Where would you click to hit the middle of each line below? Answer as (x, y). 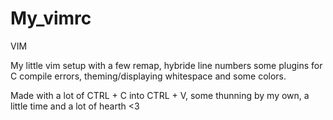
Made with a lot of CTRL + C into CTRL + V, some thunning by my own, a (160, 95)
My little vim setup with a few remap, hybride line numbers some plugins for (166, 65)
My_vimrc (51, 18)
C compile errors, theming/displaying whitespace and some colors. (148, 76)
